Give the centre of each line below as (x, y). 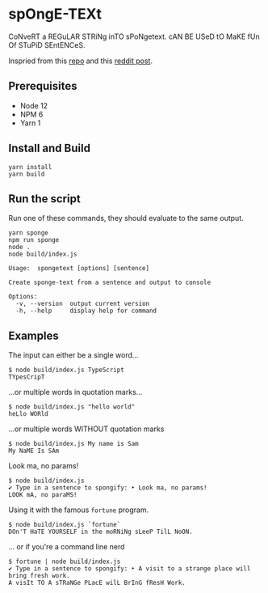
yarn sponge (28, 233)
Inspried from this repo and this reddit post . (81, 61)
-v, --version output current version (83, 304)
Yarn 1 (30, 123)
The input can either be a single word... (73, 355)
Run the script (44, 199)
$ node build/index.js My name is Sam (73, 444)
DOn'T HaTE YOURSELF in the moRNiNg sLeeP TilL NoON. (101, 532)
